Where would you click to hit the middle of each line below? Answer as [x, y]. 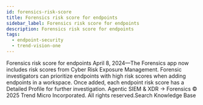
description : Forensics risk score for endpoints [70, 29]
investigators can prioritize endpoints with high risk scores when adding [96, 76]
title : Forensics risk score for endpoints [62, 18]
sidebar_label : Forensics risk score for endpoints [73, 23]
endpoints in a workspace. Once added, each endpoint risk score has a [95, 82]
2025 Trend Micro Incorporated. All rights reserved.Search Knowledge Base [101, 95]
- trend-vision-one [36, 46]
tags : [13, 35]
